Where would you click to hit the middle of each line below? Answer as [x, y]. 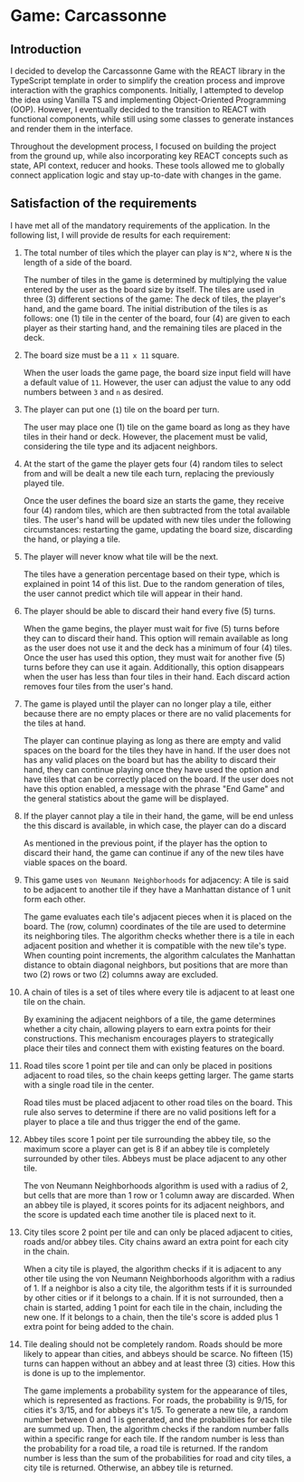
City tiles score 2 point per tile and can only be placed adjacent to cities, [158, 1232]
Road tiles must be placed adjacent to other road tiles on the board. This [158, 1102]
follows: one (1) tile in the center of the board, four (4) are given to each [157, 318]
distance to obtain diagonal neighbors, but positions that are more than [156, 965]
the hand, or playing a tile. [72, 539]
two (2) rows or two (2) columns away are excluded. [121, 974]
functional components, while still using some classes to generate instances [152, 119]
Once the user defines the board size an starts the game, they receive [153, 500]
